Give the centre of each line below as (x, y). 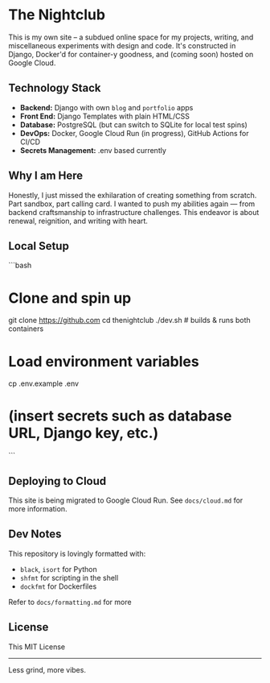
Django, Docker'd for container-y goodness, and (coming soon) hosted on (131, 54)
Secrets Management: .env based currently (93, 150)
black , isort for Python (59, 569)
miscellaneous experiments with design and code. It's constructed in (122, 45)
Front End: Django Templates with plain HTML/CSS (105, 116)
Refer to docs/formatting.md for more (70, 602)
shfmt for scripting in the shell (69, 577)
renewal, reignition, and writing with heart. (78, 221)
